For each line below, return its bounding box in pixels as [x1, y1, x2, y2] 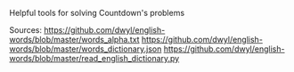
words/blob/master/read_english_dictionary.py [9, 53, 180, 63]
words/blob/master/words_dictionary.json [9, 44, 162, 54]
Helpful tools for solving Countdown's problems [9, 8, 185, 18]
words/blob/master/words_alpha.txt [9, 35, 140, 44]
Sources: [9, 25, 43, 35]
